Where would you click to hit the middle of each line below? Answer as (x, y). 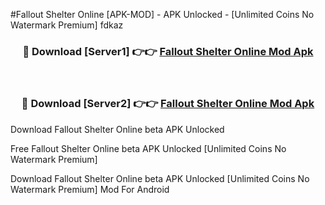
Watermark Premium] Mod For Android (90, 189)
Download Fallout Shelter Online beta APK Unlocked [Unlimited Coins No (160, 178)
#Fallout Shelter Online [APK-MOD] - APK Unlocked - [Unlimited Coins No (162, 14)
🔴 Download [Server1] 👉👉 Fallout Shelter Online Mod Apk (168, 51)
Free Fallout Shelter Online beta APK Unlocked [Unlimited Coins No (148, 148)
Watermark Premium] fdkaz (67, 25)
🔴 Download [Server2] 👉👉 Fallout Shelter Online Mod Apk (168, 104)
